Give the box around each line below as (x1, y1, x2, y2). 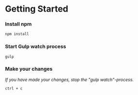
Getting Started (5, 3, 69, 15)
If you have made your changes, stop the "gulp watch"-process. (5, 77, 134, 82)
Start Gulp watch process (5, 43, 66, 50)
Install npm (5, 21, 32, 28)
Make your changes (5, 65, 53, 72)
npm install (5, 32, 29, 37)
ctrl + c (5, 86, 23, 91)
